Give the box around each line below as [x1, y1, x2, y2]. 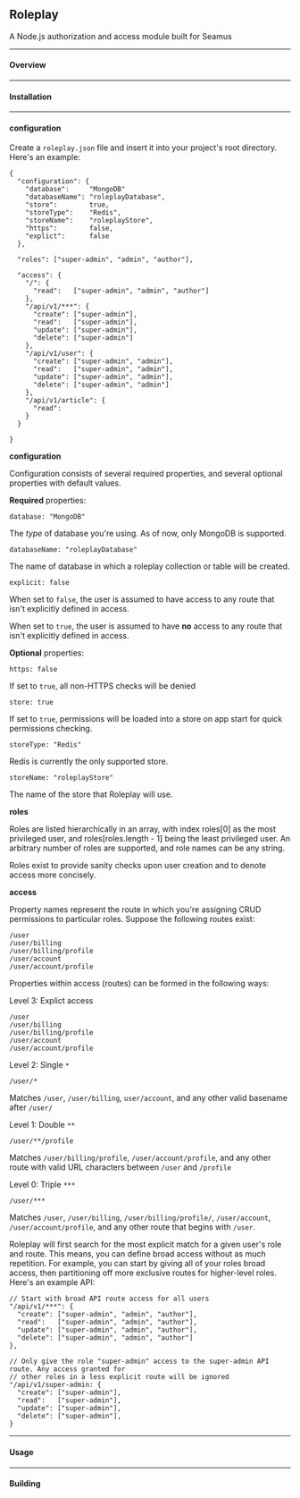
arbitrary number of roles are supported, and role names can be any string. [9, 842, 286, 853]
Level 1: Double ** [9, 1120, 76, 1130]
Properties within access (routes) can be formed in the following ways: [9, 978, 270, 989]
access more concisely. [9, 869, 96, 880]
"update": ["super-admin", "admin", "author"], [17, 1325, 198, 1335]
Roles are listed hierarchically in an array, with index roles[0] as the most [9, 824, 277, 834]
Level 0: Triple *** [9, 1180, 76, 1190]
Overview [9, 60, 46, 71]
